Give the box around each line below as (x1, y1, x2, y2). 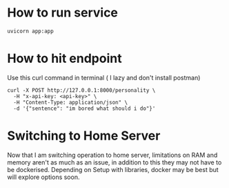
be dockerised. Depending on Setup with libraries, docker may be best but (7, 165, 219, 173)
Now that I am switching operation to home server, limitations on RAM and (7, 151, 218, 159)
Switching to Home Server (7, 128, 161, 144)
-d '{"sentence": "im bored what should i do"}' (13, 105, 156, 112)
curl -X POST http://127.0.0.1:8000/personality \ (7, 86, 156, 94)
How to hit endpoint (7, 50, 122, 66)
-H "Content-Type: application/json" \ (13, 99, 128, 106)
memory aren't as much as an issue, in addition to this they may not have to (7, 158, 222, 167)
